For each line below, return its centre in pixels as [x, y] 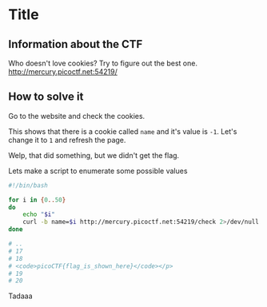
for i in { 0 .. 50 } [37, 200]
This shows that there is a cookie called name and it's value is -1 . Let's [123, 131]
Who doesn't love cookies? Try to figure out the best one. [103, 63]
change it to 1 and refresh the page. [67, 140]
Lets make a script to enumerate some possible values [98, 171]
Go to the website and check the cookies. [77, 116]
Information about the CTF [76, 44]
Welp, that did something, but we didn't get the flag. [94, 155]
